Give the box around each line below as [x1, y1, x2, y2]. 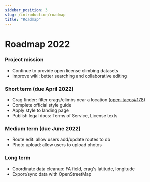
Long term [5, 154, 31, 161]
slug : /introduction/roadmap [5, 12, 66, 17]
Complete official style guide [12, 102, 72, 108]
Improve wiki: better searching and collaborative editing [12, 73, 127, 79]
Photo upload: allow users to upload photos [12, 142, 102, 148]
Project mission [5, 56, 44, 63]
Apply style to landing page [12, 107, 69, 113]
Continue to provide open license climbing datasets [12, 67, 118, 73]
